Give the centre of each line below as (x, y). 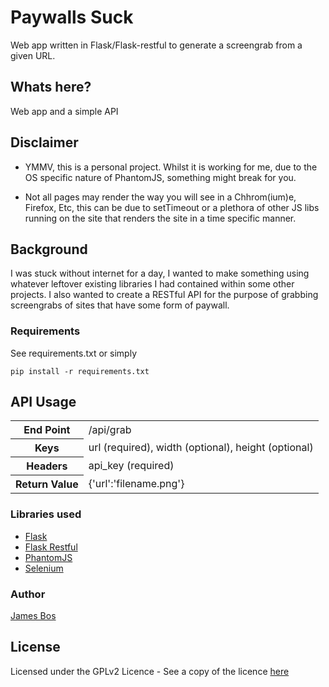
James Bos (33, 616)
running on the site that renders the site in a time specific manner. (160, 218)
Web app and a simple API (64, 111)
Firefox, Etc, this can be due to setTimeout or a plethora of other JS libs (172, 207)
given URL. (33, 55)
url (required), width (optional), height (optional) (201, 448)
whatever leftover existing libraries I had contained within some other (152, 284)
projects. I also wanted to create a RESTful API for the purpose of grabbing (164, 295)
